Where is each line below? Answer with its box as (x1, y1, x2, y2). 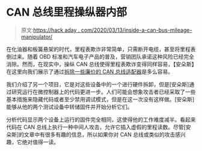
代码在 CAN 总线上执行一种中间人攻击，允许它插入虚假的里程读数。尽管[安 (6, 123, 191, 131)
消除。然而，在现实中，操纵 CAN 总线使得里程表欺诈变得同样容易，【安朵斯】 (6, 61, 195, 68)
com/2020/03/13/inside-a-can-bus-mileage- (81, 26, 192, 34)
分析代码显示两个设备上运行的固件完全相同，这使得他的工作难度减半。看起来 (6, 116, 196, 123)
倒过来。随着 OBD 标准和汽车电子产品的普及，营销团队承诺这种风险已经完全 (6, 53, 194, 60)
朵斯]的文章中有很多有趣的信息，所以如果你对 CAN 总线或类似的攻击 (6, 131, 176, 138)
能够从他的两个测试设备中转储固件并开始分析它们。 (6, 103, 133, 110)
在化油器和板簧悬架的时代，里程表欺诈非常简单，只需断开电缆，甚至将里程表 (6, 46, 196, 53)
